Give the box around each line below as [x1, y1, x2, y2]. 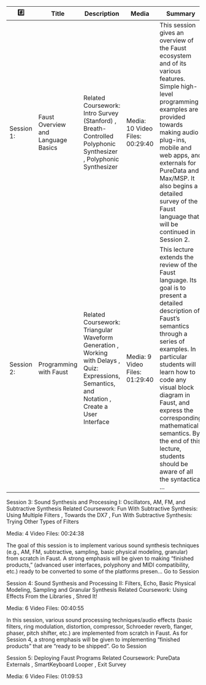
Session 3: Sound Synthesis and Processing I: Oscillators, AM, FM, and [6, 499, 186, 505]
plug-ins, [159, 136, 187, 144]
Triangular [83, 326, 113, 334]
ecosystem [159, 51, 192, 60]
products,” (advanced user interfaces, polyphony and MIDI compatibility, [6, 561, 190, 569]
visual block [159, 383, 194, 392]
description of [159, 306, 200, 315]
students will [159, 360, 196, 368]
